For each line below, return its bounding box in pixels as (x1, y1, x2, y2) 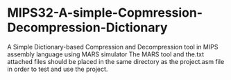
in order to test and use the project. (7, 65, 108, 73)
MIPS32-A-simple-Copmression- (7, 5, 203, 21)
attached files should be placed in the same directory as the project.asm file (7, 57, 225, 65)
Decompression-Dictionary (7, 19, 168, 35)
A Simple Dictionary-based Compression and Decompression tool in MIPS (7, 42, 219, 51)
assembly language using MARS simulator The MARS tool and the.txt (7, 50, 205, 58)
